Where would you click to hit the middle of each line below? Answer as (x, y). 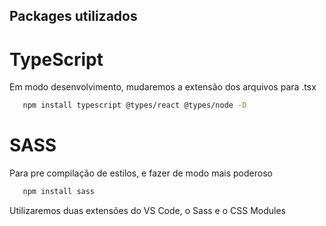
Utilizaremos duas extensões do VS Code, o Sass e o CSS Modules (147, 211)
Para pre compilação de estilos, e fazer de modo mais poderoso (141, 173)
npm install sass (59, 192)
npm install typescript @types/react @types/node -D (134, 105)
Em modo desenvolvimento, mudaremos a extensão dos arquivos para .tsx (163, 87)
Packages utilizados (73, 16)
